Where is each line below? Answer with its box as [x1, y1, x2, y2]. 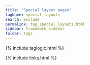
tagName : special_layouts [5, 12, 60, 17]
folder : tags [5, 31, 33, 36]
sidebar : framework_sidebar [5, 26, 65, 31]
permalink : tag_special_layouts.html [5, 21, 85, 27]
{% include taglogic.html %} [5, 45, 65, 51]
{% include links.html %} [5, 55, 57, 61]
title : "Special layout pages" [5, 7, 72, 13]
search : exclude [5, 17, 40, 22]
